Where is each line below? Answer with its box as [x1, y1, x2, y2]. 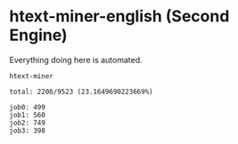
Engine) [9, 25, 69, 45]
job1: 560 [9, 110, 46, 119]
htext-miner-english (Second [9, 6, 230, 27]
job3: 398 [9, 126, 46, 135]
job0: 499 [9, 102, 46, 112]
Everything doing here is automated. [9, 54, 143, 65]
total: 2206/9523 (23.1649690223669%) [9, 87, 153, 96]
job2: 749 [9, 118, 46, 127]
